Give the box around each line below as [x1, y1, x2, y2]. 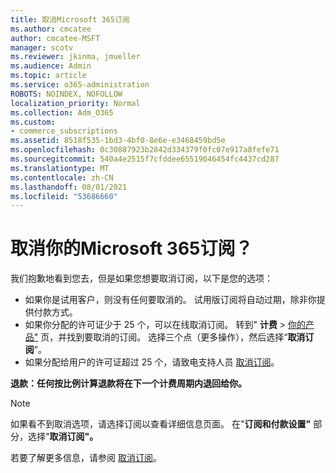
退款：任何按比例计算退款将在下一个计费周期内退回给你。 [10, 377, 247, 390]
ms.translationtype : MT [10, 163, 110, 173]
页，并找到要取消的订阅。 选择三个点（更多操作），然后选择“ [40, 331, 288, 343]
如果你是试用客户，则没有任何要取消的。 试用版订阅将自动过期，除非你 [24, 294, 317, 306]
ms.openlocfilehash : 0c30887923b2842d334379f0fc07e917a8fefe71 [10, 145, 280, 155]
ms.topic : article [10, 71, 87, 81]
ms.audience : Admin [10, 61, 92, 71]
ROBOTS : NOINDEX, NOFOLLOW [10, 89, 123, 99]
